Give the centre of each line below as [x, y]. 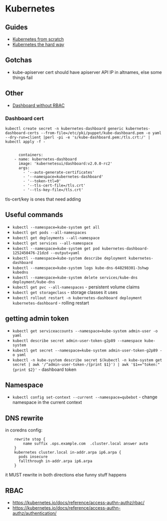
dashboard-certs [22, 133]
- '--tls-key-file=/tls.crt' [53, 190]
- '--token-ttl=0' [42, 181]
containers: [31, 155]
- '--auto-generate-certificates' [59, 172]
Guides [17, 27]
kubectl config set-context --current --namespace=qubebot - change [85, 397]
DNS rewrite [24, 418]
